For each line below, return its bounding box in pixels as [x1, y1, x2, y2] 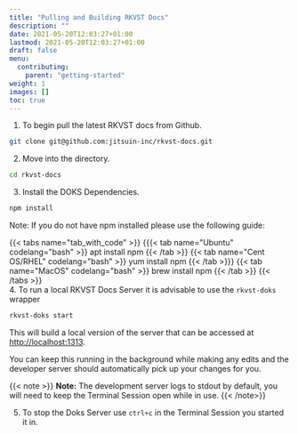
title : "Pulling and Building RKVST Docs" [9, 12, 169, 22]
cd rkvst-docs [9, 171, 62, 180]
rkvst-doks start [9, 311, 74, 320]
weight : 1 [9, 79, 46, 88]
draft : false [9, 46, 58, 55]
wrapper [9, 294, 41, 304]
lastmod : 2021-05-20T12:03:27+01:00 [9, 37, 145, 47]
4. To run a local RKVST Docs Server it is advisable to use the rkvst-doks [9, 285, 277, 294]
